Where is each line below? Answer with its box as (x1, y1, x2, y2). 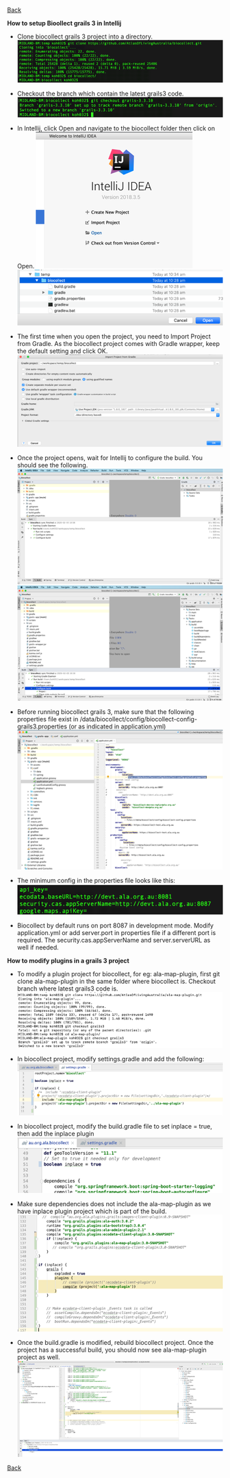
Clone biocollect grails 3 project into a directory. (16, 32, 153, 41)
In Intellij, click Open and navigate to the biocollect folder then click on (16, 124, 216, 132)
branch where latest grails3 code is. (16, 984, 118, 993)
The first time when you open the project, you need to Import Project (16, 332, 211, 340)
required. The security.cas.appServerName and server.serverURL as (16, 936, 211, 945)
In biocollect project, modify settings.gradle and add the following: (16, 1055, 205, 1063)
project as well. (16, 1353, 60, 1361)
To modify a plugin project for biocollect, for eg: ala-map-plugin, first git (16, 970, 220, 978)
